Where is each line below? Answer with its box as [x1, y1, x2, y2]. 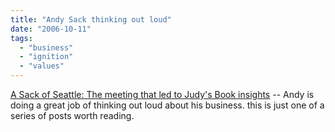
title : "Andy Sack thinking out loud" [10, 14, 172, 25]
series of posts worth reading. [10, 110, 135, 121]
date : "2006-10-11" [10, 24, 92, 34]
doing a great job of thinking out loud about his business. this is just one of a [10, 99, 325, 111]
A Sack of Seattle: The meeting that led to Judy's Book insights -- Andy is [10, 89, 315, 100]
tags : [10, 33, 33, 43]
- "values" [19, 61, 65, 71]
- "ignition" [19, 52, 74, 62]
